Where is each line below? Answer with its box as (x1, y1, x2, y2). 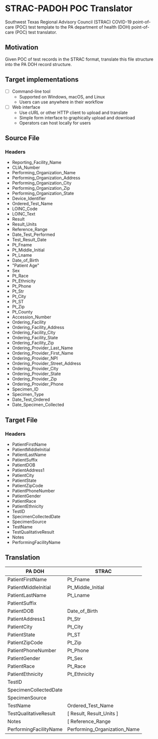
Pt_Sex (67, 655, 83, 661)
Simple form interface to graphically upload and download (19, 115, 135, 120)
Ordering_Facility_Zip (12, 340, 54, 346)
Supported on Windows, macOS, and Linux (19, 94, 105, 99)
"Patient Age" (12, 263, 40, 268)
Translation (5, 554, 40, 562)
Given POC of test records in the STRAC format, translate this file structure (5, 56, 154, 62)
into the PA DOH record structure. (5, 61, 72, 67)
